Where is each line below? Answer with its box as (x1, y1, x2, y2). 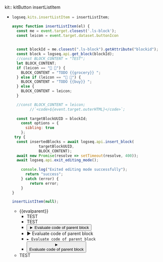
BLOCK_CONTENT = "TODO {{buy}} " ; (21, 79, 92, 84)
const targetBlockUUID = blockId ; (16, 116, 88, 121)
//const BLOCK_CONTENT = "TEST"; (16, 56, 86, 61)
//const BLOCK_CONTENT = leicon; (16, 102, 86, 107)
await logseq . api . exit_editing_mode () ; (16, 158, 99, 163)
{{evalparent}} (19, 208, 49, 214)
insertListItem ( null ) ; (11, 199, 59, 204)
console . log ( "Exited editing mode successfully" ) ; (21, 167, 128, 172)
